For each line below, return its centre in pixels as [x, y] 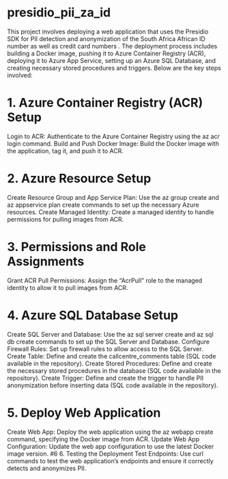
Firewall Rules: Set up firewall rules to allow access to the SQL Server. [105, 349]
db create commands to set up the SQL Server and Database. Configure [109, 341]
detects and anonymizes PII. [47, 468]
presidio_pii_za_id [59, 13]
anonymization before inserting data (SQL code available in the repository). [113, 385]
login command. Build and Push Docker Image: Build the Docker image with [113, 143]
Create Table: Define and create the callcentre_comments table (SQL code [112, 356]
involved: [20, 75]
